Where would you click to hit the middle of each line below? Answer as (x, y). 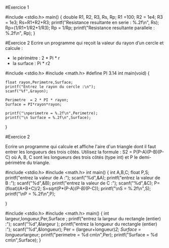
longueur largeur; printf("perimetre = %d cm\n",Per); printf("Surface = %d (81, 235)
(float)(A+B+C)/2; (23, 188)
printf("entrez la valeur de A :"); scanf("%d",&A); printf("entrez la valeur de (83, 178)
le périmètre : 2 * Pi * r (36, 58)
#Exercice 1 (17, 7)
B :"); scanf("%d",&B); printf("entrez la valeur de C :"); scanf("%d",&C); (79, 183)
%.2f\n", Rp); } (20, 33)
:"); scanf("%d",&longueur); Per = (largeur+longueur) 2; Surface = (73, 229)
